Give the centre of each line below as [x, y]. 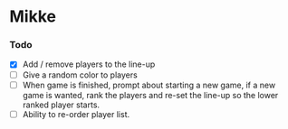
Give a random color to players [80, 75]
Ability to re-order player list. [76, 114]
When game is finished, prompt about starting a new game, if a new [149, 85]
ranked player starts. [61, 105]
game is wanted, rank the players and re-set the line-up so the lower [150, 95]
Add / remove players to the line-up [89, 64]
